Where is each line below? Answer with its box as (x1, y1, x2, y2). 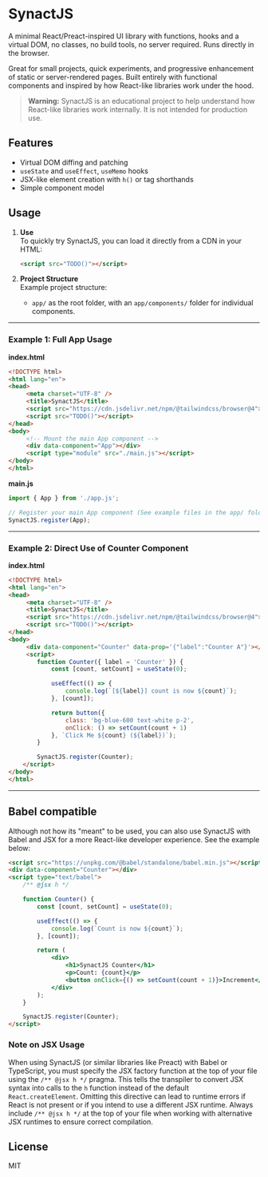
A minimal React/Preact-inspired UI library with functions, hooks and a (8, 31, 239, 41)
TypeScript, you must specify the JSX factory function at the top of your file (8, 1066, 258, 1076)
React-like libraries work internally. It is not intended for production (27, 105, 248, 114)
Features (8, 137, 53, 150)
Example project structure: (19, 283, 108, 292)
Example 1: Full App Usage (8, 334, 112, 345)
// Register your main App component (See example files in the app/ (8, 508, 245, 516)
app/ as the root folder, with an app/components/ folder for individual (31, 298, 254, 308)
